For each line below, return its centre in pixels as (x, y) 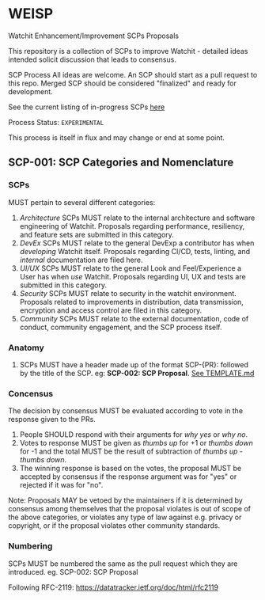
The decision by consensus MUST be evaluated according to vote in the (126, 411)
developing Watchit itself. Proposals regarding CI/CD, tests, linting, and (135, 251)
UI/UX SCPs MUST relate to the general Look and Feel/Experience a (131, 268)
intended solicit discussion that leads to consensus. (92, 59)
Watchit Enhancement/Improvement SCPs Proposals (94, 36)
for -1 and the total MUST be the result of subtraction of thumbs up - (131, 451)
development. (30, 91)
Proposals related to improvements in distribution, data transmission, (131, 302)
